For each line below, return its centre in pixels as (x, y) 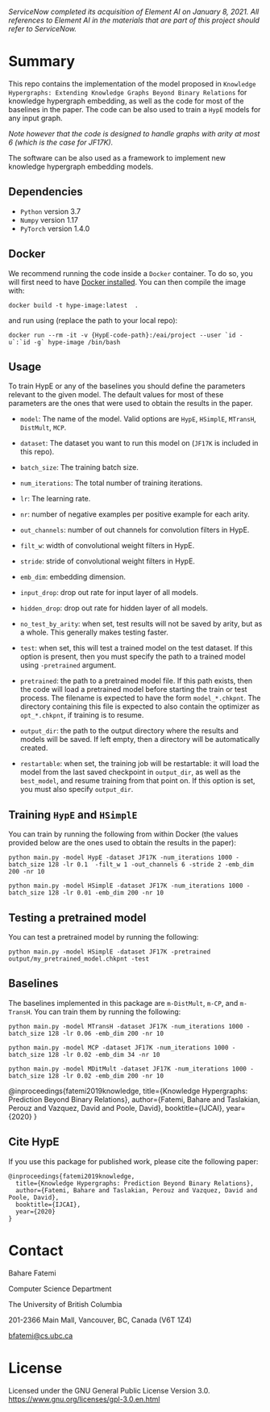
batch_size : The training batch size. (79, 467)
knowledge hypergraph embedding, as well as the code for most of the (126, 101)
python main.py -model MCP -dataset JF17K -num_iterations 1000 (118, 1047)
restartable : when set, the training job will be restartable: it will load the (139, 764)
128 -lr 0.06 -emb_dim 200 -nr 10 (106, 1033)
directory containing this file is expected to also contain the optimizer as (140, 706)
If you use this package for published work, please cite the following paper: (133, 1161)
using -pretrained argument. (68, 665)
